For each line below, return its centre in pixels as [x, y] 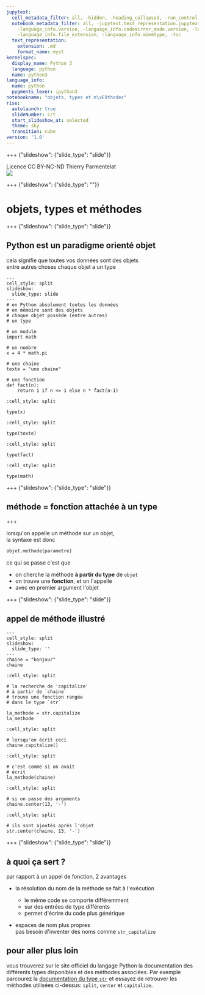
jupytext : [19, 12]
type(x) [16, 412]
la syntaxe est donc [31, 540]
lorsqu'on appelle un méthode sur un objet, [60, 533]
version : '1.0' [26, 137]
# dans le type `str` [34, 703]
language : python [34, 69]
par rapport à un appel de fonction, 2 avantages [67, 876]
